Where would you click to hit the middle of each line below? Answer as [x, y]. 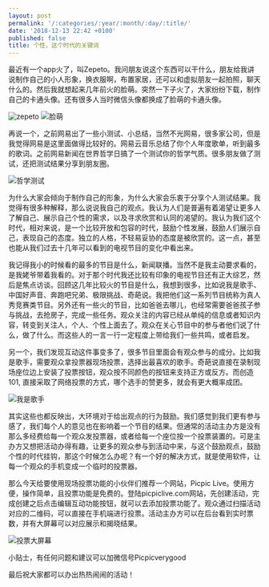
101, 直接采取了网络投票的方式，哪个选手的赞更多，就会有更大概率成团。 [128, 383]
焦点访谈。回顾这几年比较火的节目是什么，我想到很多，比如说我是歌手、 [141, 285]
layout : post [30, 16]
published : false [37, 38]
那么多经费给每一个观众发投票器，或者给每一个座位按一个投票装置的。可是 [131, 436]
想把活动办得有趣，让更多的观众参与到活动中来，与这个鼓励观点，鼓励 [145, 447]
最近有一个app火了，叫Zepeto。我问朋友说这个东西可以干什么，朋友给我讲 [131, 70]
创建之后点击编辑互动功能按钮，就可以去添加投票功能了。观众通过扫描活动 [138, 504]
